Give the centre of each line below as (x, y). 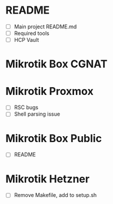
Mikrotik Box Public (54, 138)
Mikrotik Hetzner (47, 179)
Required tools (31, 33)
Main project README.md (45, 27)
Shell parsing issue (37, 114)
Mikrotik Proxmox (49, 91)
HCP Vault (26, 40)
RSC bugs (26, 107)
